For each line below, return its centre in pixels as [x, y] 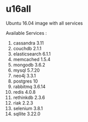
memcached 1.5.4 [32, 59]
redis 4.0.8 [24, 92]
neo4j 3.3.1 [24, 75]
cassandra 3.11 [28, 43]
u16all [19, 9]
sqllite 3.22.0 [27, 114]
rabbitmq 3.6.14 [29, 86]
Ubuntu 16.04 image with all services [45, 23]
